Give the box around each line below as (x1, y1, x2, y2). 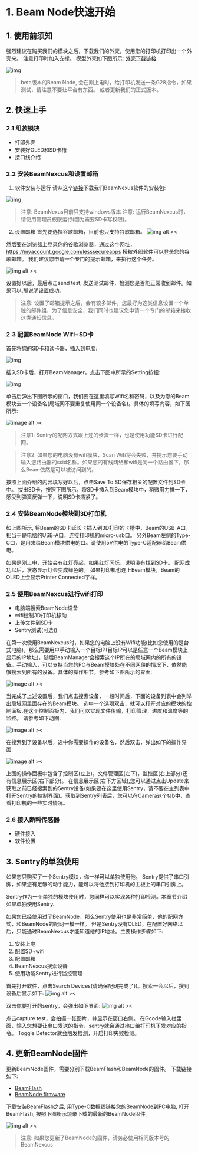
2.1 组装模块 (6, 125, 40, 133)
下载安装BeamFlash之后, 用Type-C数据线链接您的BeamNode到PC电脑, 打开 (6, 1103, 190, 1110)
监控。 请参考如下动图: (6, 715, 61, 722)
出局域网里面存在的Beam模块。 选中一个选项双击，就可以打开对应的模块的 (6, 700, 187, 707)
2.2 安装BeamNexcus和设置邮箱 (6, 169, 98, 178)
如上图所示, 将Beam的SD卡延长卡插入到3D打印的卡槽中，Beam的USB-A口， (6, 524, 192, 531)
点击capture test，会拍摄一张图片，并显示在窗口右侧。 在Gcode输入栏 (6, 1014, 177, 1021)
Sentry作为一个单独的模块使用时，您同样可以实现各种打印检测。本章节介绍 (6, 893, 187, 900)
